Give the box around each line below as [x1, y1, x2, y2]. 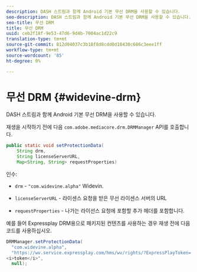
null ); [11, 261, 28, 267]
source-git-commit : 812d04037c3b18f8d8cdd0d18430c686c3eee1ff [6, 42, 162, 48]
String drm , [17, 148, 46, 154]
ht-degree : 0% [6, 58, 41, 64]
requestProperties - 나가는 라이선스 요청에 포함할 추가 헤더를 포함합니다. [14, 207, 185, 214]
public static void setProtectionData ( [6, 143, 104, 149]
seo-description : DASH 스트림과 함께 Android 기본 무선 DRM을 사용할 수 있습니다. [6, 14, 192, 20]
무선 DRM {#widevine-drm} [6, 90, 142, 104]
